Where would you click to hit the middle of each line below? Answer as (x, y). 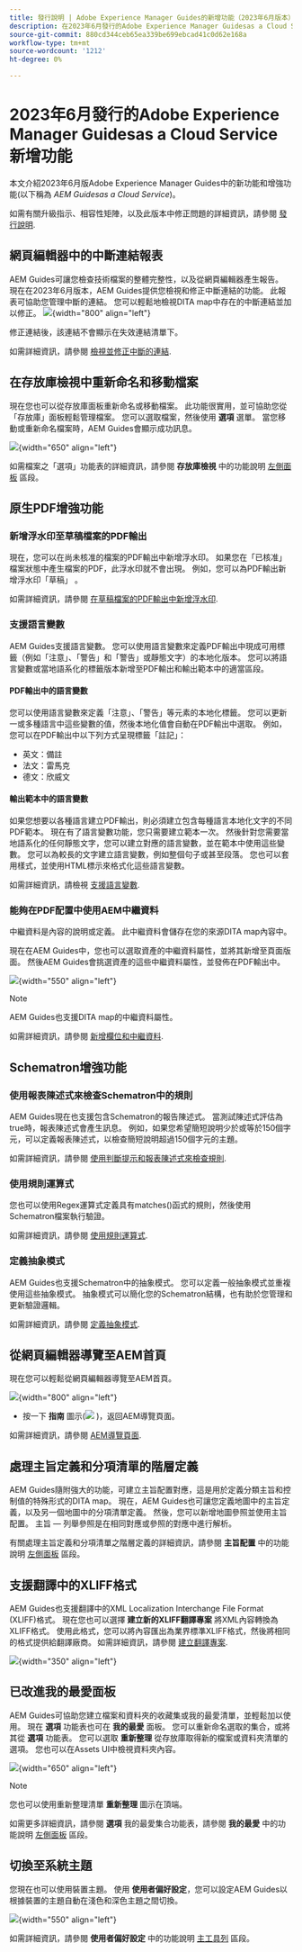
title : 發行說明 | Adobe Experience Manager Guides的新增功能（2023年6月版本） (152, 18)
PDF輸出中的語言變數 (49, 691)
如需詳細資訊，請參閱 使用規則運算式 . (79, 1235)
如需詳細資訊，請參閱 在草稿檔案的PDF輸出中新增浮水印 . (114, 599)
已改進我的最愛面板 (62, 1692)
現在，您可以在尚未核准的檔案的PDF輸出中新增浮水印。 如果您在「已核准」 (148, 557)
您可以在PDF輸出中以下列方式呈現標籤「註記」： (98, 735)
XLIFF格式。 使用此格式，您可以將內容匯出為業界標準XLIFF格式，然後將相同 (150, 1631)
